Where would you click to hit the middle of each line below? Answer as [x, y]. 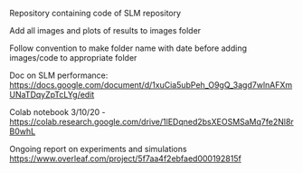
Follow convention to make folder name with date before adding [128, 48]
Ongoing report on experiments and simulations [98, 149]
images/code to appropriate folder [73, 58]
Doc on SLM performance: [59, 75]
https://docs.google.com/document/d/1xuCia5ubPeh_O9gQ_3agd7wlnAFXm [151, 85]
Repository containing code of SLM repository [95, 13]
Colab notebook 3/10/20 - [57, 112]
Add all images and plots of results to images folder [105, 30]
